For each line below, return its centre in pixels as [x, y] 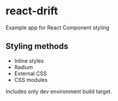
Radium [24, 67]
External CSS [30, 74]
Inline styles [29, 60]
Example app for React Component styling [58, 27]
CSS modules [31, 79]
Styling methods [37, 46]
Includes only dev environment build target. [59, 91]
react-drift [32, 11]
